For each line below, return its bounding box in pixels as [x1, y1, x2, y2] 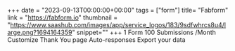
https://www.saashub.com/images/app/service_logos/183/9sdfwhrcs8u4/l [10, 21, 227, 29]
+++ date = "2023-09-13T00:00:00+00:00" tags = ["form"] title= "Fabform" [7, 6, 229, 14]
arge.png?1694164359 [7, 28, 72, 36]
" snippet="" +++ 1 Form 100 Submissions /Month [72, 28, 217, 36]
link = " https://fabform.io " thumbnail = [7, 13, 118, 22]
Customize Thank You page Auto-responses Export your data [7, 36, 186, 44]
